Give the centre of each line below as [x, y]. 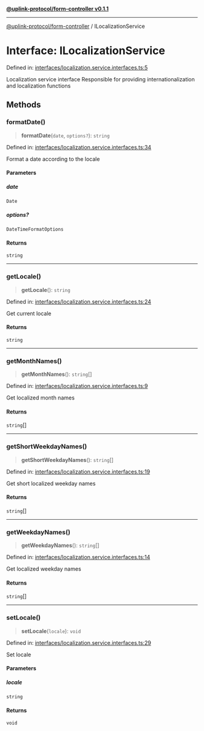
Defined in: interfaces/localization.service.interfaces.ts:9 [77, 386]
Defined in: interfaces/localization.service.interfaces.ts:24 [79, 301]
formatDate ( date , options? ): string [66, 135]
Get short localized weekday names [51, 483]
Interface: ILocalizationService [86, 51]
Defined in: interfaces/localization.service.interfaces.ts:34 [79, 147]
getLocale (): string [46, 290]
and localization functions [39, 86]
